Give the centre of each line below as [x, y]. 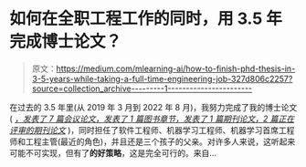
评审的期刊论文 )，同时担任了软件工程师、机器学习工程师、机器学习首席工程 [152, 130]
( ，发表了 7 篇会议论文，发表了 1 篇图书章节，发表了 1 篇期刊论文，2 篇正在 [152, 119]
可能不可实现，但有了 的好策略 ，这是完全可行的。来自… [113, 152]
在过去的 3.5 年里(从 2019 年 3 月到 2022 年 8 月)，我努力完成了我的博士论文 [153, 107]
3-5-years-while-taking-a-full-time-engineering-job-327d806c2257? [162, 78]
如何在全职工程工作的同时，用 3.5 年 [146, 19]
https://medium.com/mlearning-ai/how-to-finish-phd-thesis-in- [176, 68]
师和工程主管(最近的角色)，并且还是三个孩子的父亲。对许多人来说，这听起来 [153, 141]
